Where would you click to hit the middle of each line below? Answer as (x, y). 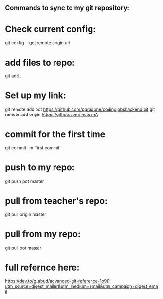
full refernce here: (42, 267)
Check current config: (51, 29)
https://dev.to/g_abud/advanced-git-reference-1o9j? (58, 281)
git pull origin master (26, 214)
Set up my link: (36, 96)
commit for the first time (55, 134)
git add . (13, 76)
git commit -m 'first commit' (33, 148)
